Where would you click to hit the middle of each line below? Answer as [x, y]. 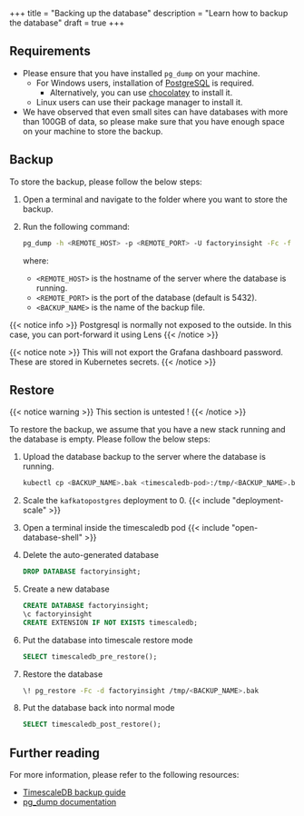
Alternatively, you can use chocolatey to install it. [141, 92]
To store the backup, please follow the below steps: [106, 182]
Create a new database [66, 589]
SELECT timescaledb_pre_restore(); [90, 657]
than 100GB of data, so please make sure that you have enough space [153, 121]
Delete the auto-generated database [91, 555]
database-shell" [53, 537]
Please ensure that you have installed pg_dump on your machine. [141, 73]
